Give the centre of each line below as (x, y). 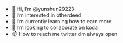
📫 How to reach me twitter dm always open (64, 34)
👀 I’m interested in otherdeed (46, 15)
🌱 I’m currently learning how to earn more (61, 21)
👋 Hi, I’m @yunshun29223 (43, 9)
